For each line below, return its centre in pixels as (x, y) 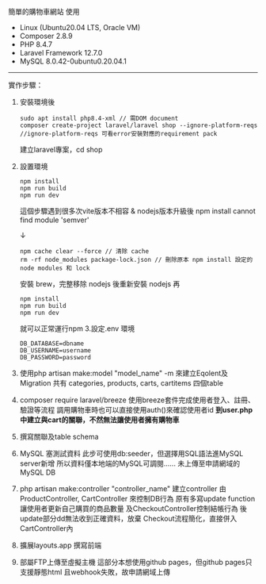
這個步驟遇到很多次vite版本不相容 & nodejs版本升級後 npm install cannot (137, 211)
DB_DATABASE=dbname (52, 344)
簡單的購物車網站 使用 (44, 12)
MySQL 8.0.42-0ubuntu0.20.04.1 (73, 61)
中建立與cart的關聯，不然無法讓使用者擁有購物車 (99, 420)
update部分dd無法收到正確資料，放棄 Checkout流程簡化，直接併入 (128, 519)
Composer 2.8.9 (46, 36)
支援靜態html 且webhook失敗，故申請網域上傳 (95, 572)
